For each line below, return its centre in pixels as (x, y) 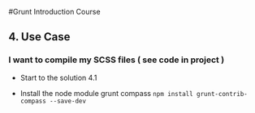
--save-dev (68, 101)
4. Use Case (39, 37)
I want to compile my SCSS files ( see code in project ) (117, 60)
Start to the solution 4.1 (58, 77)
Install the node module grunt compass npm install (106, 93)
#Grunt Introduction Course (54, 12)
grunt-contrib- (222, 94)
